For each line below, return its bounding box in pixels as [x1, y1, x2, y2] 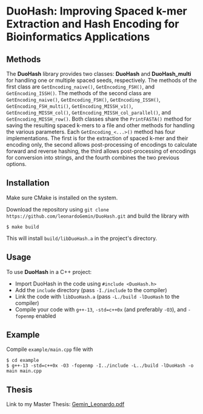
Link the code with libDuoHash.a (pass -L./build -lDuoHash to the [15, 293, 180, 300]
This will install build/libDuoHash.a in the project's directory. [6, 235, 158, 242]
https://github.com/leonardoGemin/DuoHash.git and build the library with [6, 212, 190, 219]
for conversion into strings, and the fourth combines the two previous [6, 154, 180, 161]
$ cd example [6, 358, 39, 364]
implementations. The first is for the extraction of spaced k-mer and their [6, 135, 188, 142]
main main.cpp [6, 368, 42, 374]
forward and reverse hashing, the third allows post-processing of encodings [6, 147, 196, 155]
